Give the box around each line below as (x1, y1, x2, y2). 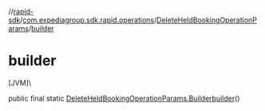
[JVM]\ (8, 77, 32, 87)
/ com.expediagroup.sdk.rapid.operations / (19, 15, 157, 25)
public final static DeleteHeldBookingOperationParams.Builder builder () (8, 93, 240, 103)
